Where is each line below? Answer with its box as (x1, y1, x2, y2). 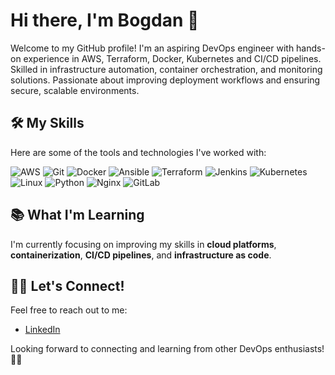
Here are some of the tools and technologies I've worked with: (10, 146, 267, 158)
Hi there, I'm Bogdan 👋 (10, 9, 200, 32)
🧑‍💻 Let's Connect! (10, 277, 125, 294)
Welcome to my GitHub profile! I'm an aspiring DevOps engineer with (10, 42, 295, 54)
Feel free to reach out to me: (10, 304, 128, 316)
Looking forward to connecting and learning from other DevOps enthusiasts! (10, 343, 325, 355)
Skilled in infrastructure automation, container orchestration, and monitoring (10, 63, 323, 75)
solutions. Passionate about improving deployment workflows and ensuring (10, 74, 321, 86)
